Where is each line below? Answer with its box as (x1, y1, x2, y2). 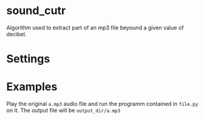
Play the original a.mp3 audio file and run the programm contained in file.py (6, 100, 198, 108)
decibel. (6, 30, 27, 37)
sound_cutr (6, 4, 66, 18)
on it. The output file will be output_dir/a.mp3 (6, 107, 121, 114)
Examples (6, 80, 58, 94)
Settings (6, 52, 50, 66)
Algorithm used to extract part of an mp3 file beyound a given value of (6, 24, 184, 31)
